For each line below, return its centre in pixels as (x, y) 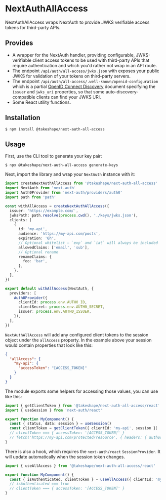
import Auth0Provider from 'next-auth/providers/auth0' (64, 193)
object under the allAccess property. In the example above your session (78, 340)
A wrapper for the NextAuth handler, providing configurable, (73, 55)
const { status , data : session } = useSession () (61, 424)
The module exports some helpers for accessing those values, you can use (82, 391)
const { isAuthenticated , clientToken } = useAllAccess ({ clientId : (82, 479)
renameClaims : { (35, 257)
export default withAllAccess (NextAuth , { (49, 289)
